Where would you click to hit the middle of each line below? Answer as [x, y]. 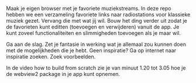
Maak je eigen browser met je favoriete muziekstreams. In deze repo [89, 8]
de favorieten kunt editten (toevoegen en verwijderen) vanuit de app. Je [93, 27]
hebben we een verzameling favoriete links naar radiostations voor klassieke [98, 15]
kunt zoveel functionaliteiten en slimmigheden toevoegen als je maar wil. [94, 33]
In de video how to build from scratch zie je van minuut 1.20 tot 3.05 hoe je [96, 68]
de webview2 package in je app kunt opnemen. [63, 74]
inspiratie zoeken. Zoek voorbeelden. [51, 57]
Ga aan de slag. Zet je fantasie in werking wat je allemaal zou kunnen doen [96, 44]
